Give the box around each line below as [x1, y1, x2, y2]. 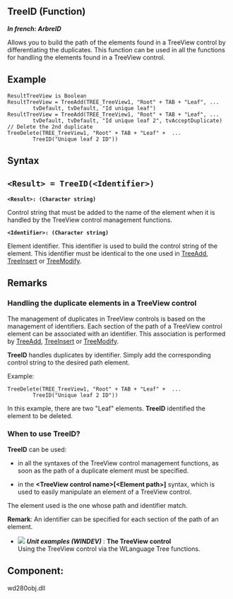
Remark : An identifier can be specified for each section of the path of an [7, 515, 219, 523]
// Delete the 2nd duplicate [7, 123, 93, 130]
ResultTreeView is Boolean [7, 92, 87, 100]
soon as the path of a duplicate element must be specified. [17, 466, 189, 475]
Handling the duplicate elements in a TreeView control [7, 298, 197, 308]
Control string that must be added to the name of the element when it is [7, 208, 215, 216]
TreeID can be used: [7, 445, 67, 453]
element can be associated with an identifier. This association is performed [7, 329, 226, 338]
